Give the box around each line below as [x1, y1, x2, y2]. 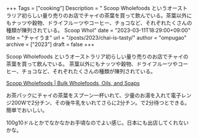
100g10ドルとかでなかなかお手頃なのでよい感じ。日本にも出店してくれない [6, 119, 189, 126]
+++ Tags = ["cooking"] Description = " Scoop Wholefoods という [6, 5, 167, 11]
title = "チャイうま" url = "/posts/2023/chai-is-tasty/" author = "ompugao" [6, 34, 187, 41]
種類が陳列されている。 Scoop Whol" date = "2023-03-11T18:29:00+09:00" [6, 27, 191, 34]
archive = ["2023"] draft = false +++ [6, 41, 95, 48]
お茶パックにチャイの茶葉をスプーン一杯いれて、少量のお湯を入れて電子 [6, 92, 181, 99]
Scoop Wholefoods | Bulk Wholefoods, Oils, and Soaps [6, 80, 140, 86]
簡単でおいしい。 [6, 106, 48, 114]
